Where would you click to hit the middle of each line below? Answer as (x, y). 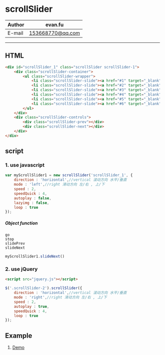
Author (16, 25)
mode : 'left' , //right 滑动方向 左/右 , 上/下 (59, 185)
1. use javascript (25, 165)
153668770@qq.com (55, 33)
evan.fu (55, 25)
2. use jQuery (21, 269)
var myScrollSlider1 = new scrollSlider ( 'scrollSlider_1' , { (69, 175)
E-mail (15, 33)
